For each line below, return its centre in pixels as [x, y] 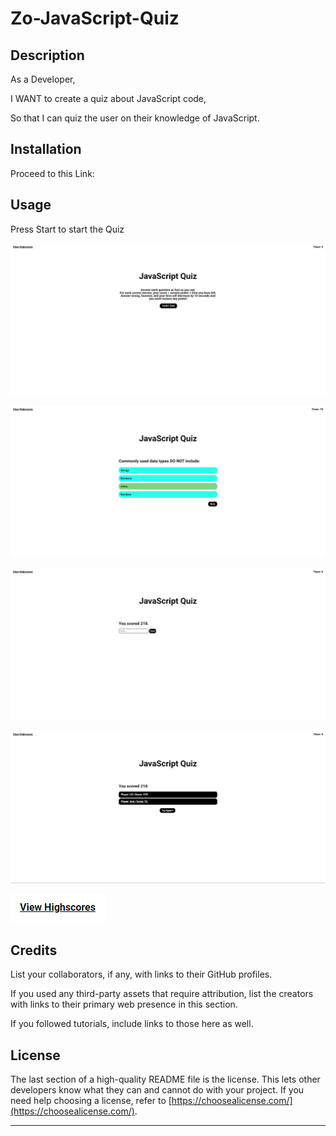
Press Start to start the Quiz [67, 229]
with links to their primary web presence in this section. [124, 1004]
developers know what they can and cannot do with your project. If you [157, 1090]
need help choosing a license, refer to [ [91, 1101]
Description [47, 55]
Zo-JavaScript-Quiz [95, 18]
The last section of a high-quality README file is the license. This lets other [165, 1079]
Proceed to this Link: [52, 173]
